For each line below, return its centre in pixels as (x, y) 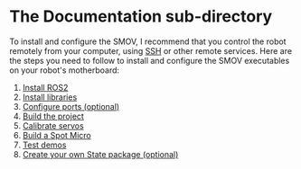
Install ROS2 (45, 87)
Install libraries (50, 97)
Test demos (44, 145)
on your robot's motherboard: (65, 70)
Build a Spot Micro (57, 135)
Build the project (53, 116)
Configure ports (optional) (71, 106)
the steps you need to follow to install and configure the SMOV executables (150, 60)
